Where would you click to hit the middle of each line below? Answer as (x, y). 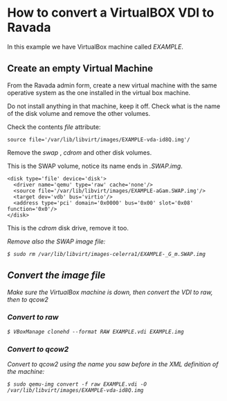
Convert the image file (56, 275)
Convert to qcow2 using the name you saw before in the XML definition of (113, 364)
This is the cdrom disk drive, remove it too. (68, 228)
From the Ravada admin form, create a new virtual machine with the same (112, 85)
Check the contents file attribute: (54, 127)
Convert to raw (33, 317)
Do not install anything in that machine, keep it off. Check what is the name (114, 106)
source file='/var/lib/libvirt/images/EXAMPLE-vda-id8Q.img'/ (99, 139)
